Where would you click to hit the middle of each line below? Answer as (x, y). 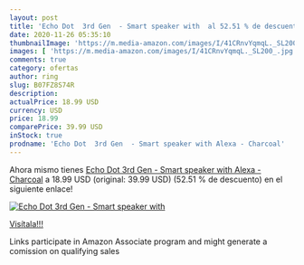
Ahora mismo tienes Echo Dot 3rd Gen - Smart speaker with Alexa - (135, 169)
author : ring (34, 77)
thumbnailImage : (40, 43)
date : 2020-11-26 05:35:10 (60, 34)
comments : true (38, 60)
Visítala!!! (26, 223)
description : (34, 93)
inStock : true (36, 136)
